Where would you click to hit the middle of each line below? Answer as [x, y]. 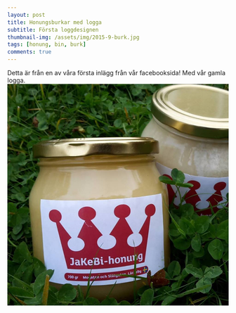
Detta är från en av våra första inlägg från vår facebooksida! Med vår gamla [117, 73]
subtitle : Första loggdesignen [53, 30]
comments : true [29, 52]
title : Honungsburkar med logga [54, 22]
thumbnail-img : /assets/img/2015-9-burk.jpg [73, 37]
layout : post [26, 15]
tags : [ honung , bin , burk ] [47, 45]
